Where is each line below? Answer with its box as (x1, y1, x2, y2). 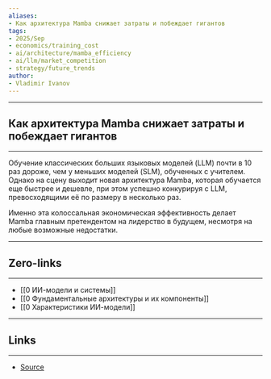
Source (19, 362, 44, 372)
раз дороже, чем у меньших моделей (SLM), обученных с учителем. (8, 167, 246, 177)
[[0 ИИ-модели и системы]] (19, 285, 116, 295)
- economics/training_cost (8, 42, 99, 50)
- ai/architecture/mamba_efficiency (8, 49, 131, 57)
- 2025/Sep (8, 34, 45, 43)
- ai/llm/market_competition (8, 57, 106, 65)
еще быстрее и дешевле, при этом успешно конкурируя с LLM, (8, 184, 227, 194)
